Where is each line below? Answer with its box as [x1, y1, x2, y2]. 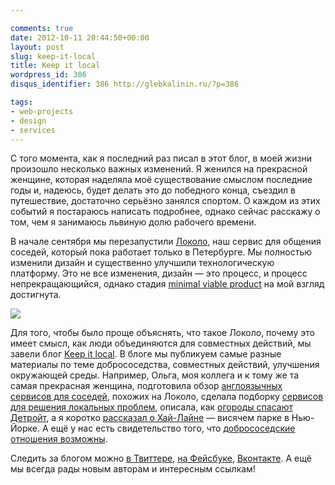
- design [10, 116, 47, 126]
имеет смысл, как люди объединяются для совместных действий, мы [10, 337, 312, 350]
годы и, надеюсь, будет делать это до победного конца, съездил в [10, 184, 296, 196]
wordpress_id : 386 [10, 70, 87, 80]
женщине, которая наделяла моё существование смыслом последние [10, 174, 313, 186]
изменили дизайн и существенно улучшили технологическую [10, 257, 275, 269]
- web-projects [10, 106, 74, 116]
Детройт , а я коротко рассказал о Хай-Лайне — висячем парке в [10, 412, 290, 424]
